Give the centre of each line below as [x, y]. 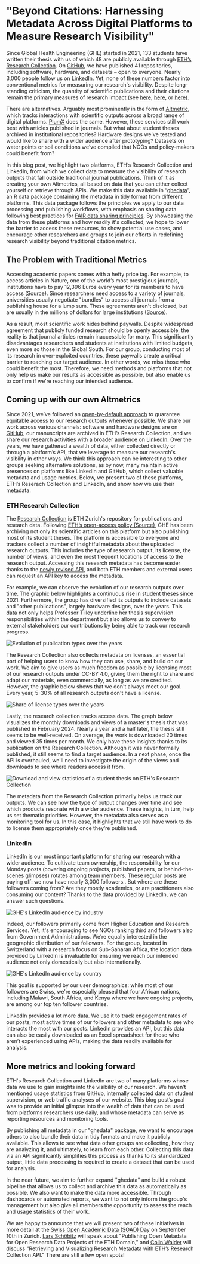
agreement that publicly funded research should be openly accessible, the [98, 330]
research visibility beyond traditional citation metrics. [71, 241]
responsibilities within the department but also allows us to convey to [91, 619]
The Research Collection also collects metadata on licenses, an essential [96, 654]
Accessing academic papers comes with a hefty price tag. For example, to [98, 274]
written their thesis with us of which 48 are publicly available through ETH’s [99, 59]
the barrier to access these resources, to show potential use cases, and [94, 228]
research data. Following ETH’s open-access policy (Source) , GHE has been [100, 525]
